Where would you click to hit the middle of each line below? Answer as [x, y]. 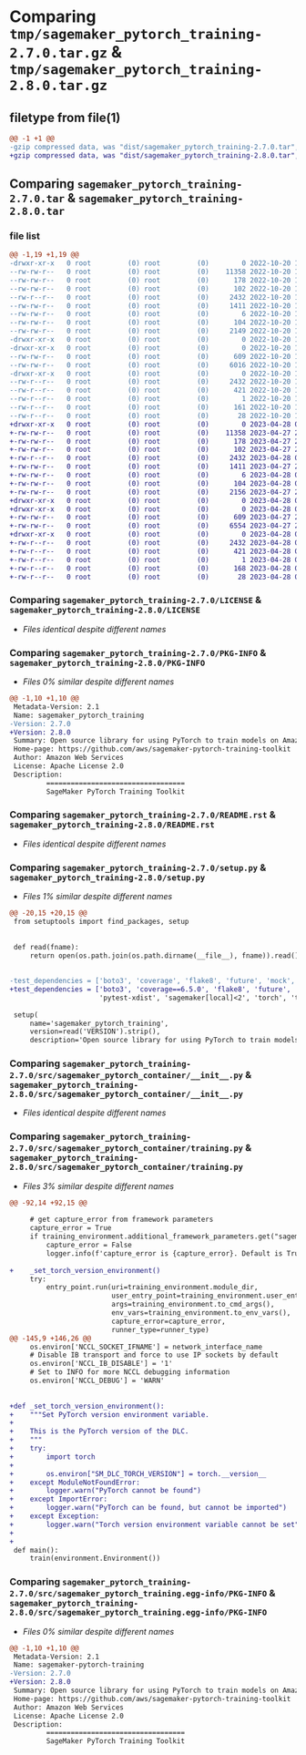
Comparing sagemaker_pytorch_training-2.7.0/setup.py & [138, 867]
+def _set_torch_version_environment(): [87, 1406]
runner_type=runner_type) [160, 1329]
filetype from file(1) [65, 117]
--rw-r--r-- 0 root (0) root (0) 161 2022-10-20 [150, 407]
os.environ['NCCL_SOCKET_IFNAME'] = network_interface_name [146, 1347]
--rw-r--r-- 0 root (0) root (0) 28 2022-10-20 [150, 416]
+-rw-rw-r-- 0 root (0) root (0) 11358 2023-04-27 [150, 433]
